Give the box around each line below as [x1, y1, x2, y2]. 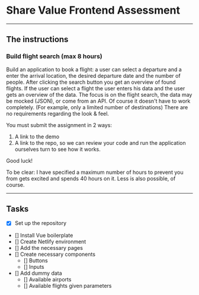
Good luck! [6, 157, 33, 164]
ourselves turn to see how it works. [14, 145, 101, 153]
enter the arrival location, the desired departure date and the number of [6, 72, 181, 79]
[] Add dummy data [14, 269, 62, 277]
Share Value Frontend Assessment [6, 4, 181, 17]
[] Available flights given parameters [23, 282, 112, 289]
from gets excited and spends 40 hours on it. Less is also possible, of [6, 175, 176, 182]
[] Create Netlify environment [14, 238, 86, 245]
